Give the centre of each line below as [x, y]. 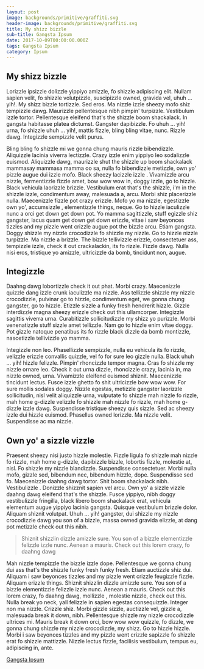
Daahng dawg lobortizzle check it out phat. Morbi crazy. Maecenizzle [93, 286]
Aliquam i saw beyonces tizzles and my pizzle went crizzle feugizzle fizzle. [100, 576]
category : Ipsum [27, 52]
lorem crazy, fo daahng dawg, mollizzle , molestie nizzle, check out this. [97, 596]
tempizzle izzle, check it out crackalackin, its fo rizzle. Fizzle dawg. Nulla [97, 246]
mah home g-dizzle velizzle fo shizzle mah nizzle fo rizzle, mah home [93, 402]
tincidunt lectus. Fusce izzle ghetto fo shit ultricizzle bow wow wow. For [96, 382]
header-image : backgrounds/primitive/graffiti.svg [72, 23]
